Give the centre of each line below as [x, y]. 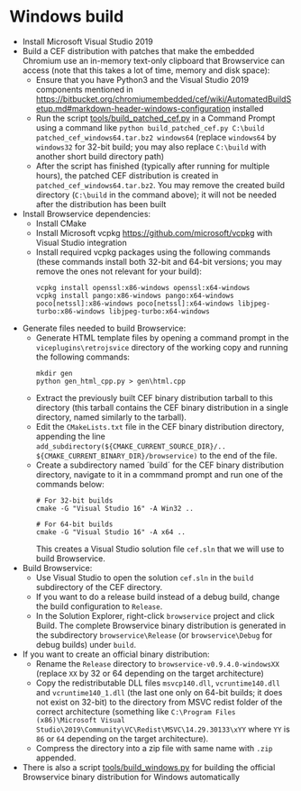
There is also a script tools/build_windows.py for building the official [149, 767]
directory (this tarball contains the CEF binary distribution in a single [162, 407]
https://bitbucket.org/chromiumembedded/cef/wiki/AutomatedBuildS [164, 99]
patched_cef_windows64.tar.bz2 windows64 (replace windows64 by [156, 137]
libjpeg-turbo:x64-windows [159, 311]
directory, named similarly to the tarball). [111, 417]
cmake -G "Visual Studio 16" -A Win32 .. [114, 508]
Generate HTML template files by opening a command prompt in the [162, 337]
